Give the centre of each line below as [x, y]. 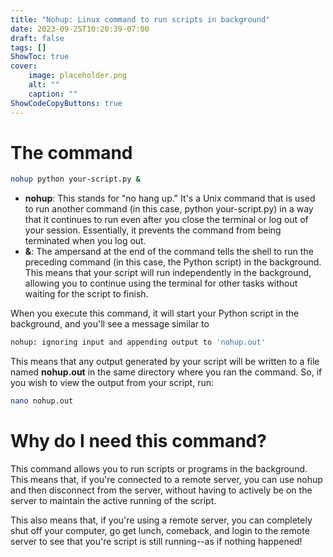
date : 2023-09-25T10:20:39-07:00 [80, 29]
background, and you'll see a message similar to [110, 324]
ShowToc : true [40, 57]
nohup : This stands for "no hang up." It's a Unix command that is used [170, 198]
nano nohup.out [42, 401]
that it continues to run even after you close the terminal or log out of [166, 220]
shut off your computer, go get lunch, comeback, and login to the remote [160, 530]
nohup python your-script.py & [75, 179]
